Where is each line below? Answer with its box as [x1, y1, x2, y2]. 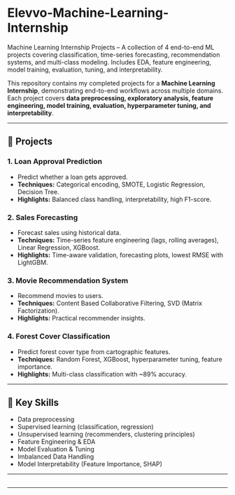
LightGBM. [17, 258, 48, 266]
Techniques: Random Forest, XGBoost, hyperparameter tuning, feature [17, 355, 222, 363]
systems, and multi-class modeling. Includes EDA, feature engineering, [7, 57, 212, 66]
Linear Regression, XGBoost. [17, 243, 100, 252]
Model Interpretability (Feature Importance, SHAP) [17, 460, 163, 468]
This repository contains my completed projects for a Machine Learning [7, 79, 215, 87]
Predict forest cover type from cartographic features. [17, 347, 171, 355]
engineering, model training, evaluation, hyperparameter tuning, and [7, 101, 211, 109]
